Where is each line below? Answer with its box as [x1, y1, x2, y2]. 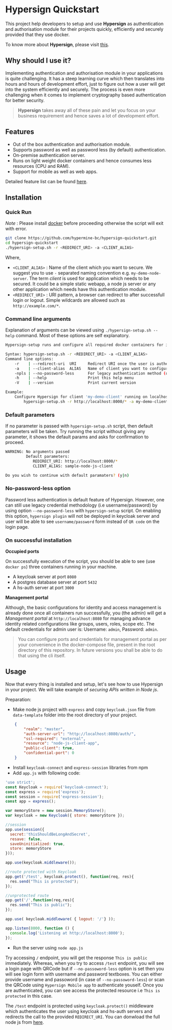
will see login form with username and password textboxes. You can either [5, 971, 163, 977]
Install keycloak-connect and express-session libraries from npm [12, 764, 148, 770]
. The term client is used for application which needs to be [26, 275, 149, 281]
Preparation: [5, 696, 32, 703]
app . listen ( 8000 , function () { [5, 925, 74, 931]
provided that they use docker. [5, 31, 70, 37]
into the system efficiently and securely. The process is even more [5, 86, 145, 92]
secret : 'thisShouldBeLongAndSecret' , [10, 831, 91, 837]
